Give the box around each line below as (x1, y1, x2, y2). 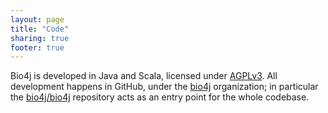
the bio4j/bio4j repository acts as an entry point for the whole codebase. (10, 91, 310, 103)
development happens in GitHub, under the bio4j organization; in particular (10, 81, 319, 93)
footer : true (10, 42, 65, 53)
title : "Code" (10, 24, 70, 34)
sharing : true (10, 33, 70, 43)
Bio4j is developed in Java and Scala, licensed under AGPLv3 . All (10, 70, 278, 82)
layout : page (10, 14, 65, 25)
